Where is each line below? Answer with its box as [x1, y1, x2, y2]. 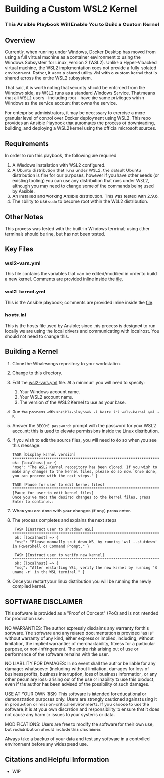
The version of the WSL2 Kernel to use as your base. [19, 399, 126, 405]
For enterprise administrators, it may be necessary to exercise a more [5, 109, 145, 116]
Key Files [5, 245, 33, 253]
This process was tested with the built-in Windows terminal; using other [5, 225, 150, 231]
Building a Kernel [5, 347, 58, 356]
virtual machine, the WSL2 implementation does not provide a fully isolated [5, 65, 157, 71]
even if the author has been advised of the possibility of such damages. [5, 681, 150, 687]
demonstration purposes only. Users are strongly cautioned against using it [5, 696, 157, 702]
